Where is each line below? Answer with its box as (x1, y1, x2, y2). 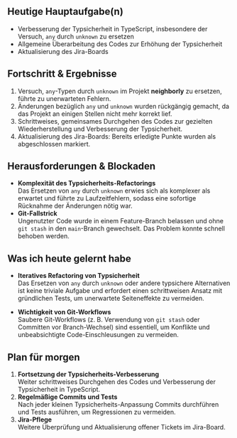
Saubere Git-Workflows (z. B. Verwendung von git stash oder (17, 316, 200, 324)
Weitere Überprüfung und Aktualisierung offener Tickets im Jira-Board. (17, 423, 226, 432)
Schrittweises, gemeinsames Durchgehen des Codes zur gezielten (17, 117, 213, 125)
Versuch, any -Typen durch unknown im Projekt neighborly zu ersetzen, (17, 87, 222, 95)
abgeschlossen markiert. (17, 139, 91, 148)
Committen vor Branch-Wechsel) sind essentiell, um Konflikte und (17, 323, 211, 331)
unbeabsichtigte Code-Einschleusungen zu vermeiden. (17, 331, 180, 339)
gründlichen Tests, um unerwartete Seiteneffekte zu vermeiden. (17, 294, 204, 303)
